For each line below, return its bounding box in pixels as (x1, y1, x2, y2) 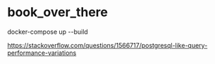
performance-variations (7, 49, 77, 57)
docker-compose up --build (7, 27, 88, 36)
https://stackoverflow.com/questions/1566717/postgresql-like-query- (7, 41, 208, 49)
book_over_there (7, 4, 108, 20)
